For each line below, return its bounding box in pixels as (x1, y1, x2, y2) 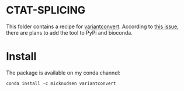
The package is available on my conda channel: (6, 69, 121, 76)
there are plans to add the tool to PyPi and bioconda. (6, 29, 133, 36)
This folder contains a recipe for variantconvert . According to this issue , (6, 23, 179, 30)
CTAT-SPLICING (6, 4, 86, 17)
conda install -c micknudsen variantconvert (6, 80, 116, 86)
